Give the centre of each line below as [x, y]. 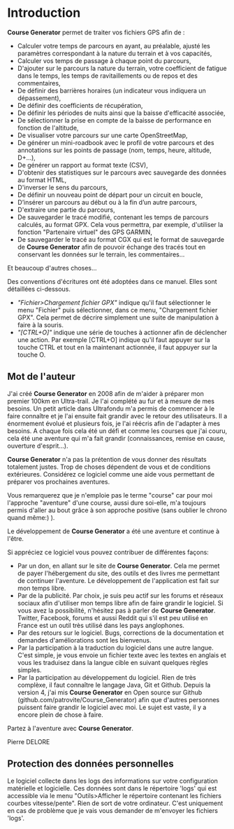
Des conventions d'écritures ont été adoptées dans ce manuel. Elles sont [112, 281]
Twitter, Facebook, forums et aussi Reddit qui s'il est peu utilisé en [112, 617]
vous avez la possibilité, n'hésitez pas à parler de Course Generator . [116, 610]
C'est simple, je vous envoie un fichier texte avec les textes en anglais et [122, 655]
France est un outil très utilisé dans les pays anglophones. [101, 625]
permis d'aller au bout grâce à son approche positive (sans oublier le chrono [117, 510]
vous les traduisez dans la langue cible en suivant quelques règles [112, 662]
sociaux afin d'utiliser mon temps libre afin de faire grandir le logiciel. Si [120, 603]
